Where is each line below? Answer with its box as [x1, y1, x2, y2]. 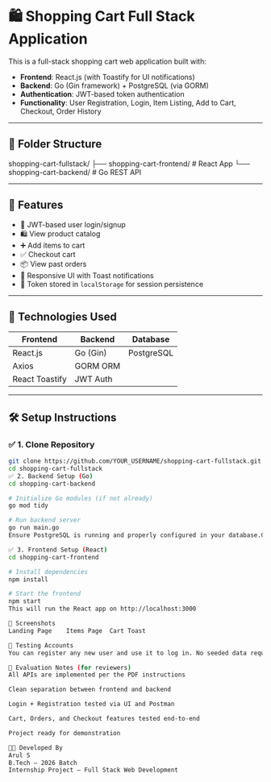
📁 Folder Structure [8, 137, 102, 151]
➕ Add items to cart [19, 240, 85, 250]
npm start [8, 597, 42, 605]
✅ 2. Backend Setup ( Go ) [8, 472, 94, 480]
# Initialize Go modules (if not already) [8, 494, 153, 502]
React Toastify [12, 373, 67, 385]
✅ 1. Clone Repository [8, 439, 95, 450]
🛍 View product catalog [19, 228, 101, 239]
